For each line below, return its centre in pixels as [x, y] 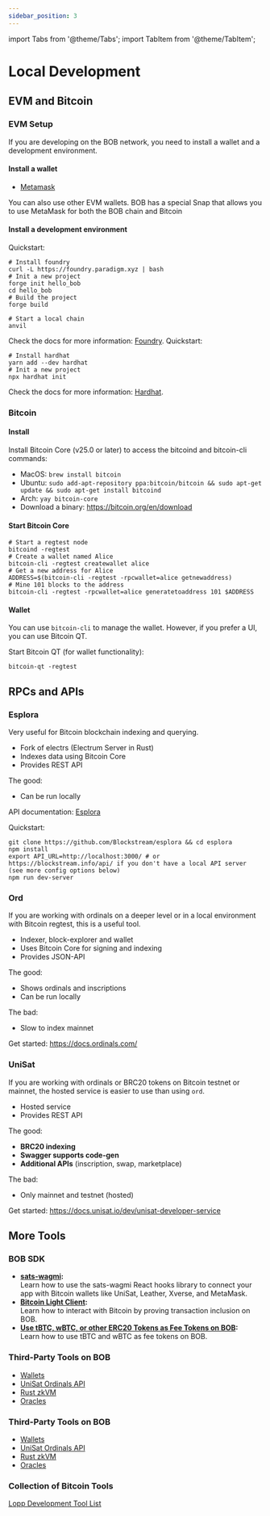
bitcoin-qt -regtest [43, 667]
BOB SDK [27, 1259]
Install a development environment [68, 229]
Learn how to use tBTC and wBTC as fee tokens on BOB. [114, 1337]
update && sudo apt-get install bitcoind [90, 491]
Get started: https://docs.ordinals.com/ [73, 1044]
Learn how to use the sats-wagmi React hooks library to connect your [136, 1285]
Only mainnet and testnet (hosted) [77, 1195]
